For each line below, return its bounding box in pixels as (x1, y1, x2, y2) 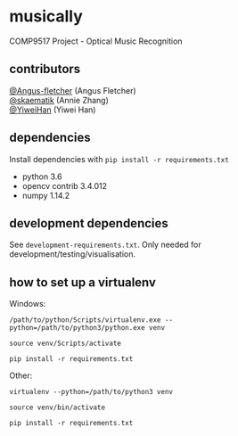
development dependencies (9, 216, 169, 231)
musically (9, 6, 83, 27)
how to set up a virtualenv (9, 275, 156, 290)
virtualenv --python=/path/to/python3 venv (9, 388, 174, 397)
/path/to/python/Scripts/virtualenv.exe (9, 316, 162, 325)
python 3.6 (21, 171, 62, 182)
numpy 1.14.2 (21, 190, 70, 201)
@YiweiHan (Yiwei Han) (9, 104, 96, 115)
